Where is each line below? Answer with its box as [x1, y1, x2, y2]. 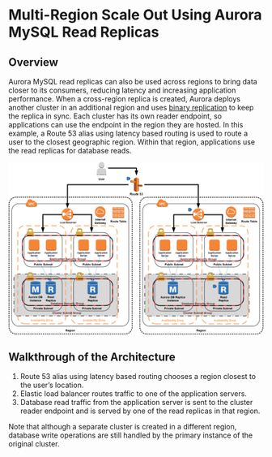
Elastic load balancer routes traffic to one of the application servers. [19, 389, 247, 399]
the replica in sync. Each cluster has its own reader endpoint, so [8, 111, 223, 121]
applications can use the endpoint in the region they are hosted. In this [8, 120, 244, 129]
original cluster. [8, 439, 60, 449]
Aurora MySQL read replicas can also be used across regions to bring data [8, 77, 257, 86]
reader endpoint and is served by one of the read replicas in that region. [19, 406, 261, 416]
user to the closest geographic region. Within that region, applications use [8, 137, 256, 147]
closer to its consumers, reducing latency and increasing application [8, 85, 236, 95]
